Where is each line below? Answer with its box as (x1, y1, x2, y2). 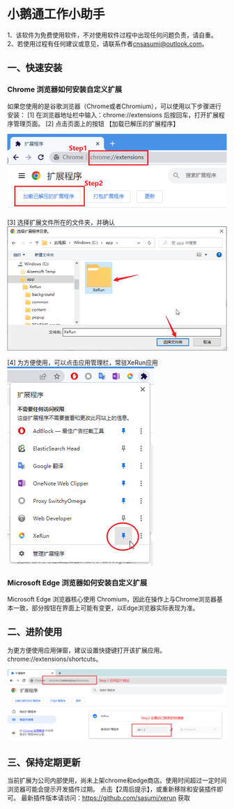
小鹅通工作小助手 (7, 6, 106, 22)
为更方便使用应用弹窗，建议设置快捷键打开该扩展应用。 (7, 646, 166, 654)
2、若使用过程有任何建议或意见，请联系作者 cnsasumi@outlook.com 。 (7, 39, 208, 48)
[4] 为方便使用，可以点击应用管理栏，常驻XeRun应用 (7, 358, 159, 367)
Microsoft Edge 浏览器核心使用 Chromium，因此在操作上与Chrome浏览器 (7, 595, 217, 603)
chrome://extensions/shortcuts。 (7, 655, 102, 663)
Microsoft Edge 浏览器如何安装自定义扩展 (7, 578, 148, 588)
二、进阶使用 (7, 626, 63, 638)
